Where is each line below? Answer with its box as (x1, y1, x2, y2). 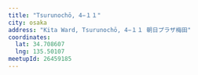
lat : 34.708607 (15, 41, 65, 48)
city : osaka (8, 19, 47, 27)
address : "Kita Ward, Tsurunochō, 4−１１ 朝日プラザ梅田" (8, 26, 191, 34)
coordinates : (8, 33, 51, 41)
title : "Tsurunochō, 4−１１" (8, 11, 101, 20)
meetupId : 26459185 (8, 55, 72, 63)
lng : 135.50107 (15, 48, 65, 55)
